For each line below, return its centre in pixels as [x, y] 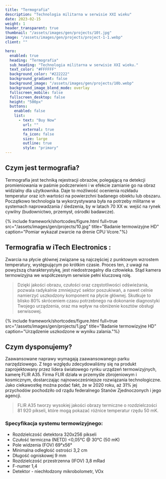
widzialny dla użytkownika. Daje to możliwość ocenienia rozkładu [72, 190]
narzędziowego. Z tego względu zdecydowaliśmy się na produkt [71, 364]
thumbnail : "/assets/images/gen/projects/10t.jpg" [58, 33]
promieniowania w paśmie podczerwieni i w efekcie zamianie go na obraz [80, 185]
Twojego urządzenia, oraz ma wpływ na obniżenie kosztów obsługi [85, 306]
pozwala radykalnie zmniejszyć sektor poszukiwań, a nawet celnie [85, 290]
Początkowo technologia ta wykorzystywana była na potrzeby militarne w [80, 201]
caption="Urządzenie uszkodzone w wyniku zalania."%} [63, 331]
